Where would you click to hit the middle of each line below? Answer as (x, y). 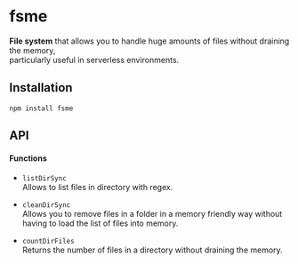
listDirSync (44, 179)
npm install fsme (41, 108)
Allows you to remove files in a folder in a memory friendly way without (152, 214)
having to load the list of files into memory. (100, 223)
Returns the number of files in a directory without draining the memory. (152, 250)
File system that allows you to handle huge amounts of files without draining (149, 41)
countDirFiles (48, 242)
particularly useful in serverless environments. (94, 60)
